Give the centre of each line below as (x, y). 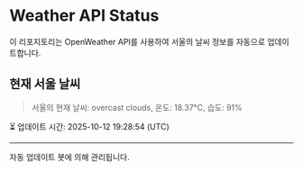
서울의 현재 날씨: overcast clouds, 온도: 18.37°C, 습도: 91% (137, 107)
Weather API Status (84, 16)
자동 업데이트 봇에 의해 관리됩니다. (69, 157)
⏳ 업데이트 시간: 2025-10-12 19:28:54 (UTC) (89, 126)
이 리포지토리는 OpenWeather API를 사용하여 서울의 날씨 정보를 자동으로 (138, 41)
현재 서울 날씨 (45, 84)
